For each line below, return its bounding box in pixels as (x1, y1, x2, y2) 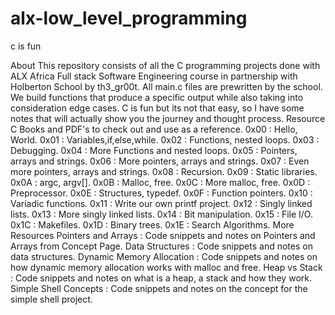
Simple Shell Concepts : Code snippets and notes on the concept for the (10, 282, 308, 294)
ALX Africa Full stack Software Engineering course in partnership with (10, 70, 298, 82)
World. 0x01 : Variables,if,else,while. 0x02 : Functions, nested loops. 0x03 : (10, 133, 320, 146)
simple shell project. (10, 293, 93, 305)
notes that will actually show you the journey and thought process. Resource (10, 112, 326, 124)
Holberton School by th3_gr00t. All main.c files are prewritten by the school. (10, 80, 323, 92)
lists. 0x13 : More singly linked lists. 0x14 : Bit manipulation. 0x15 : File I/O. (10, 208, 313, 220)
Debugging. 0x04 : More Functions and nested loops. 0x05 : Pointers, (10, 144, 298, 156)
